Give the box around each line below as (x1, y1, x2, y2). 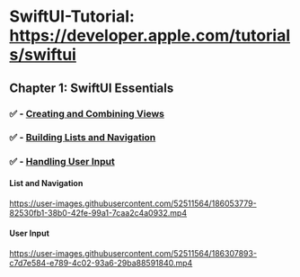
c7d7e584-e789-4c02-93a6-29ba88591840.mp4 (9, 257, 193, 268)
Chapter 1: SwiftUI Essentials (9, 80, 174, 95)
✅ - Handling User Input (9, 156, 115, 168)
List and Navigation (9, 177, 84, 188)
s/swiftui (9, 45, 76, 65)
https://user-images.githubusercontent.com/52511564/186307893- (9, 247, 258, 258)
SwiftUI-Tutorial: (9, 6, 135, 27)
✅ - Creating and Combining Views (9, 107, 164, 120)
